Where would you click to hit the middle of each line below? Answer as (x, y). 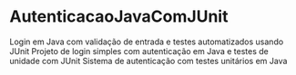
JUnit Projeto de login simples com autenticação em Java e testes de (139, 51)
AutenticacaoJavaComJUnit (119, 17)
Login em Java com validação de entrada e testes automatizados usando (147, 42)
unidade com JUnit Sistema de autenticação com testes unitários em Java (148, 61)
